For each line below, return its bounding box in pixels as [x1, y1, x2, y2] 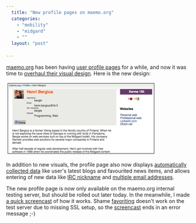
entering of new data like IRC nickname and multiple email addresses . [6, 174, 175, 181]
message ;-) [6, 209, 36, 217]
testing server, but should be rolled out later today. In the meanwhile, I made [6, 191, 190, 198]
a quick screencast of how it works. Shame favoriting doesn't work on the [6, 197, 185, 204]
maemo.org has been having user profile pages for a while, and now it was [6, 64, 187, 71]
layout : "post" [11, 41, 49, 46]
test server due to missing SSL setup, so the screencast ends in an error [6, 204, 181, 211]
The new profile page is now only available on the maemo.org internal [6, 185, 175, 192]
